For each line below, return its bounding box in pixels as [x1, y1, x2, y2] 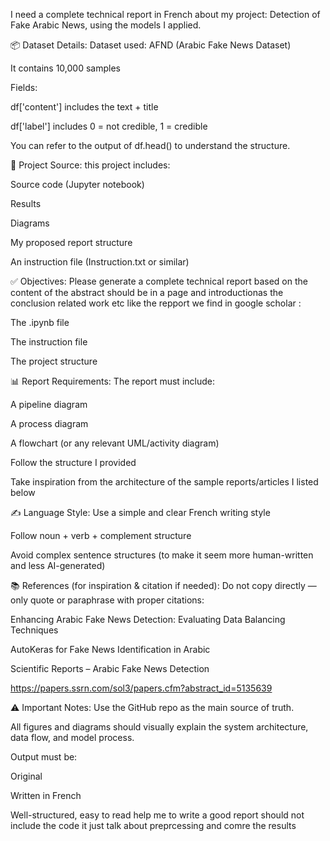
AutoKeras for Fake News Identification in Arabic [10, 644, 211, 655]
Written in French [10, 790, 82, 801]
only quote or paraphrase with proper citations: [10, 594, 205, 606]
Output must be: [10, 751, 78, 763]
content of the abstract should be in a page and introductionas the [10, 287, 284, 298]
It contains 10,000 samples [10, 62, 121, 74]
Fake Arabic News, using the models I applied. [10, 19, 202, 31]
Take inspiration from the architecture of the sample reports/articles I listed [10, 476, 319, 488]
